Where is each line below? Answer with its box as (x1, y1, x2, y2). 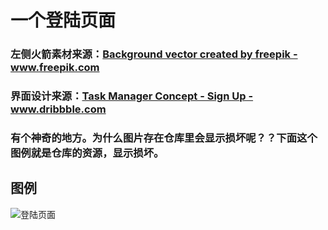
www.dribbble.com (10, 102, 107, 116)
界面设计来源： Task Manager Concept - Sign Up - (10, 89, 254, 103)
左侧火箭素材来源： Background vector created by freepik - (10, 47, 298, 61)
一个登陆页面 (10, 9, 117, 32)
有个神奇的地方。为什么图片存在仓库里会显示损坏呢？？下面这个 (10, 131, 318, 145)
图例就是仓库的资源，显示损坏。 (10, 146, 165, 160)
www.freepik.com (10, 61, 100, 75)
